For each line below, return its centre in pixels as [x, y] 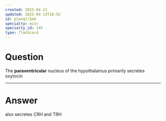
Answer [21, 101]
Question [24, 57]
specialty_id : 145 [24, 28]
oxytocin [14, 76]
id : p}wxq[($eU [21, 19]
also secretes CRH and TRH [33, 114]
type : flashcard [22, 33]
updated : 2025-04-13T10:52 [33, 14]
